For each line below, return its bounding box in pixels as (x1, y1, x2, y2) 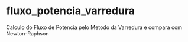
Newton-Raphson (6, 30, 49, 37)
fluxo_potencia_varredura (6, 4, 135, 18)
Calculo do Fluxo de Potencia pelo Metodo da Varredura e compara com (6, 24, 182, 31)
